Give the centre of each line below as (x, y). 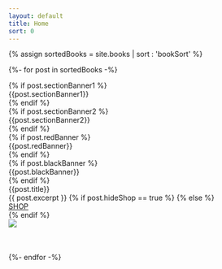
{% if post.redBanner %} (50, 137)
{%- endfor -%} (35, 258)
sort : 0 (22, 31)
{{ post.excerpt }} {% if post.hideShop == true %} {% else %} (112, 198)
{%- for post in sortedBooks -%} (63, 70)
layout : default (36, 16)
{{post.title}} (29, 189)
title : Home (28, 24)
